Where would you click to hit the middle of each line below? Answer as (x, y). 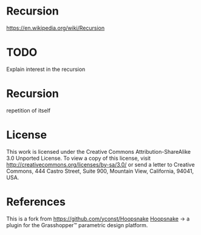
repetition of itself (28, 110)
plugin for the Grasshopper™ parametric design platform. (77, 225)
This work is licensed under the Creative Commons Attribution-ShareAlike (99, 151)
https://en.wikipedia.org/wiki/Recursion (56, 28)
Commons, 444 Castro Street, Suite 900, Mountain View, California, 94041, (100, 171)
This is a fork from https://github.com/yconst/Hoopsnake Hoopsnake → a (98, 219)
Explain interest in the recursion (46, 69)
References (36, 202)
